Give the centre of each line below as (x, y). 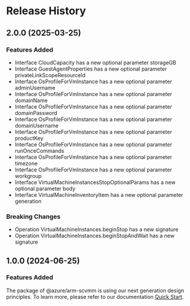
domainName (31, 100)
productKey (29, 138)
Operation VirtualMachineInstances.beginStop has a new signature (96, 230)
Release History (46, 11)
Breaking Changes (34, 216)
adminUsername (35, 88)
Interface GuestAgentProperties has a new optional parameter (91, 69)
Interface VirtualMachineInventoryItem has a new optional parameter (99, 195)
